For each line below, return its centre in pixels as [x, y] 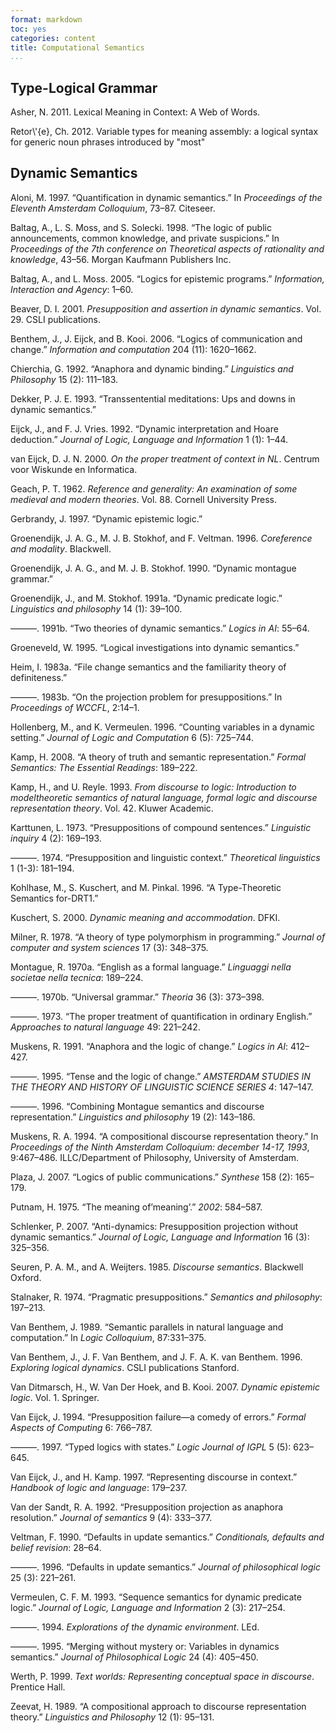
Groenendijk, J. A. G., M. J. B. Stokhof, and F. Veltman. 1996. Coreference [161, 538]
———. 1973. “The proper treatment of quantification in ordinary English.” [161, 1016]
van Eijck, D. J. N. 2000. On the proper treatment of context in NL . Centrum [165, 458]
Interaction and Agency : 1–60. [72, 289]
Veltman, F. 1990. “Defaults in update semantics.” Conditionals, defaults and [167, 1537]
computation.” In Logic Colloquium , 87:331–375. [108, 1337]
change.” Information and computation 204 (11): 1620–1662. [133, 349]
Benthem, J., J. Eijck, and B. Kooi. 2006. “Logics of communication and [156, 338]
